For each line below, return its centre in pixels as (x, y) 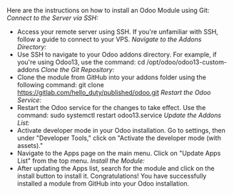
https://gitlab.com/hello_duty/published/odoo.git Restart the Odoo (114, 92)
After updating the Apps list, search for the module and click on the (116, 168)
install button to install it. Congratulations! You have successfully (112, 176)
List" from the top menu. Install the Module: (81, 161)
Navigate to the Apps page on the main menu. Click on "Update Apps (119, 153)
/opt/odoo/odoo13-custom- (187, 62)
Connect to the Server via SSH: (53, 18)
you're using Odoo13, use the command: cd (81, 62)
